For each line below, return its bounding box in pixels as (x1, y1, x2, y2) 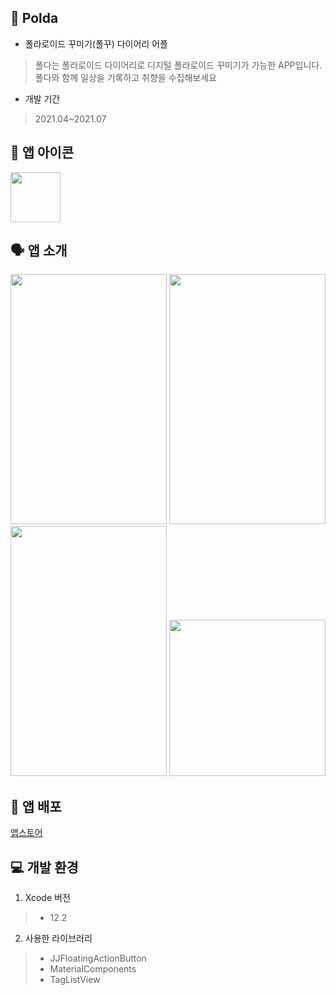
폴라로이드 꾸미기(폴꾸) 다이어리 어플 (24, 37, 168, 50)
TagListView (49, 974, 101, 986)
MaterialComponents (49, 963, 137, 975)
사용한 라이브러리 (24, 932, 93, 945)
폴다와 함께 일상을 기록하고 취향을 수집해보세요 (34, 71, 217, 83)
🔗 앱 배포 (10, 798, 62, 815)
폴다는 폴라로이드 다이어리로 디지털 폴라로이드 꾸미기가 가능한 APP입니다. (34, 59, 323, 71)
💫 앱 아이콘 (10, 144, 75, 161)
